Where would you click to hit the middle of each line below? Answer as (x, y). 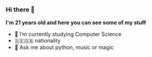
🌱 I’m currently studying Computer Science (68, 34)
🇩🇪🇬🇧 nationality (37, 41)
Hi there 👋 (21, 10)
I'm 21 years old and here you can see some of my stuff (76, 23)
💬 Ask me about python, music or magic (64, 47)
